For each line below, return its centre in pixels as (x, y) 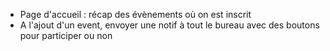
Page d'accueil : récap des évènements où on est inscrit (135, 14)
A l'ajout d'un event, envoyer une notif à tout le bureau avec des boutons (169, 25)
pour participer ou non (66, 35)
